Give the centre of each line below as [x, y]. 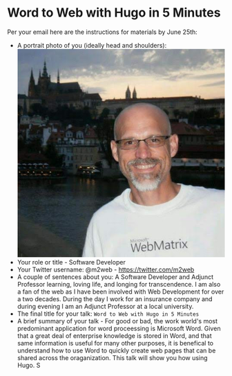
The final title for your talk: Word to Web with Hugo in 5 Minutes [108, 314]
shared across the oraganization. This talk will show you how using [113, 358]
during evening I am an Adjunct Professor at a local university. [105, 307]
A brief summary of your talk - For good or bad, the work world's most [117, 321]
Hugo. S [29, 366]
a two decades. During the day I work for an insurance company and [115, 299]
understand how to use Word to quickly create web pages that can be [116, 350]
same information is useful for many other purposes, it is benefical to [115, 343]
